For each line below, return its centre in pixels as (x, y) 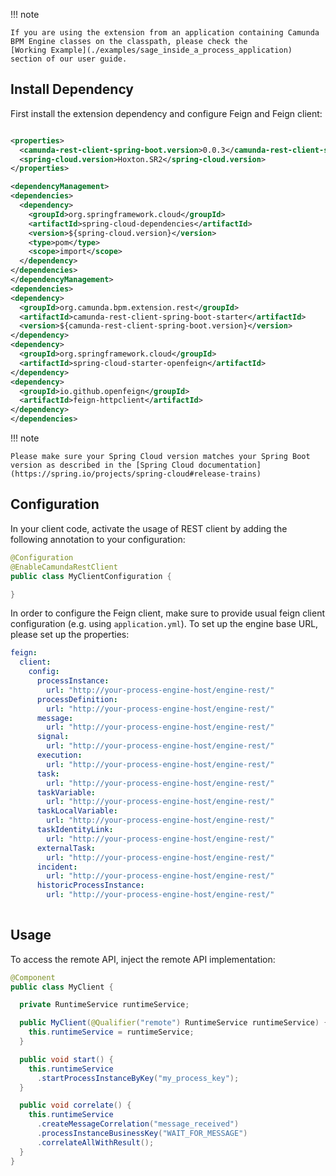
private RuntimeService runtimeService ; (104, 1005)
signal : (53, 737)
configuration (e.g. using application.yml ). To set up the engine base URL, (164, 624)
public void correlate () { (75, 1105)
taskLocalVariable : (77, 811)
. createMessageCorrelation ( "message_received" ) (138, 1124)
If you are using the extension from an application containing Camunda (165, 33)
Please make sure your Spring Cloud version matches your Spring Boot (160, 457)
